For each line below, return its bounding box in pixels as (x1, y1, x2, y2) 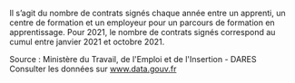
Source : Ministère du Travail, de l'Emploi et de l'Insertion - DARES (9, 54, 257, 64)
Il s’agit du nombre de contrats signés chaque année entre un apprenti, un (9, 8, 286, 18)
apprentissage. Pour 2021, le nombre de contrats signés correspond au (9, 27, 276, 37)
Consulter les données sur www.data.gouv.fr (9, 63, 177, 74)
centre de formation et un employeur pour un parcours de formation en (9, 17, 275, 28)
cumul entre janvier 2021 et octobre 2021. (9, 36, 165, 47)
